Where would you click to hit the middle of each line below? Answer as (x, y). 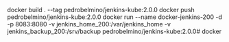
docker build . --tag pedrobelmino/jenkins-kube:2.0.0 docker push (101, 10)
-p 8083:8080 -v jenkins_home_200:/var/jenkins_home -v (89, 24)
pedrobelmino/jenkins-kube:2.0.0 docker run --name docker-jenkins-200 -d (115, 17)
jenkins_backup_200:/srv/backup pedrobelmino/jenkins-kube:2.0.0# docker (114, 31)
